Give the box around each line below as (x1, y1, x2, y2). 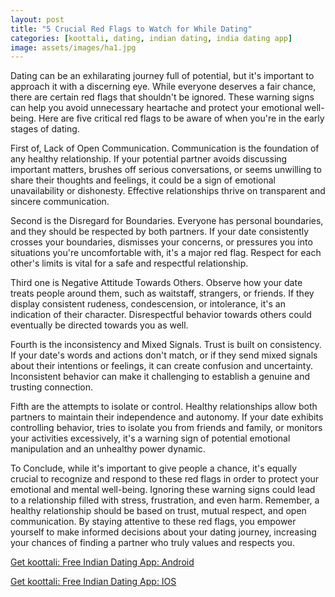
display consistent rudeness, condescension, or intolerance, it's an (10, 298, 286, 310)
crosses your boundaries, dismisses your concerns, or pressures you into (10, 236, 313, 248)
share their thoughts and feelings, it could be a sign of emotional (10, 174, 276, 186)
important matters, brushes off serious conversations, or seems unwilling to (10, 164, 322, 176)
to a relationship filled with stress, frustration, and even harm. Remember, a (10, 494, 320, 506)
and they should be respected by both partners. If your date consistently (10, 226, 310, 238)
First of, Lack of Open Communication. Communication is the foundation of (10, 142, 320, 155)
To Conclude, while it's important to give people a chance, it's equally (10, 462, 298, 475)
